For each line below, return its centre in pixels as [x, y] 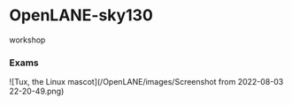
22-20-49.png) [37, 91]
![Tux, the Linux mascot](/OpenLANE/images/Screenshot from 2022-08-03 [146, 82]
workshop [27, 40]
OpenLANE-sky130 [81, 15]
